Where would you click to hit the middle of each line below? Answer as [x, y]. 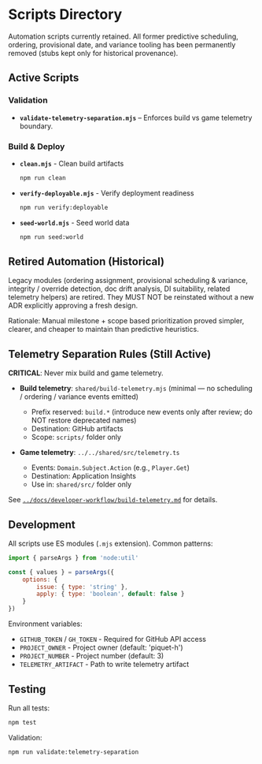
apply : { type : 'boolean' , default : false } [111, 594]
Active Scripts [44, 78]
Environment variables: [45, 624]
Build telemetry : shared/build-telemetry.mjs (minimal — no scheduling [136, 389]
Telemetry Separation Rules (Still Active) [110, 354]
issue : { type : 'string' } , [82, 587]
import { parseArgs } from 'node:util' [74, 557]
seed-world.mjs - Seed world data [74, 222]
